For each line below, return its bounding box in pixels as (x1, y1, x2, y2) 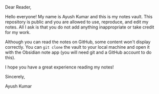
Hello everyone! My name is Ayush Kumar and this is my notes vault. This (5, 14, 153, 19)
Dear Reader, (5, 4, 32, 10)
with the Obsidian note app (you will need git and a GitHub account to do (5, 49, 152, 55)
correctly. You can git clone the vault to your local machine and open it (5, 44, 150, 50)
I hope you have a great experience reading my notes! (5, 64, 114, 70)
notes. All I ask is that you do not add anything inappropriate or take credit (5, 24, 155, 30)
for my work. (5, 30, 31, 35)
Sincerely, (5, 74, 25, 79)
